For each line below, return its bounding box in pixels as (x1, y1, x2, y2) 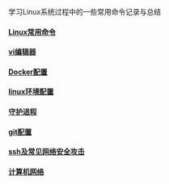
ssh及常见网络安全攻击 (8, 147, 85, 157)
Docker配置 (8, 67, 48, 77)
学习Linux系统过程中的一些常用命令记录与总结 (8, 7, 162, 16)
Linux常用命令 (8, 27, 57, 36)
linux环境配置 (8, 87, 54, 97)
